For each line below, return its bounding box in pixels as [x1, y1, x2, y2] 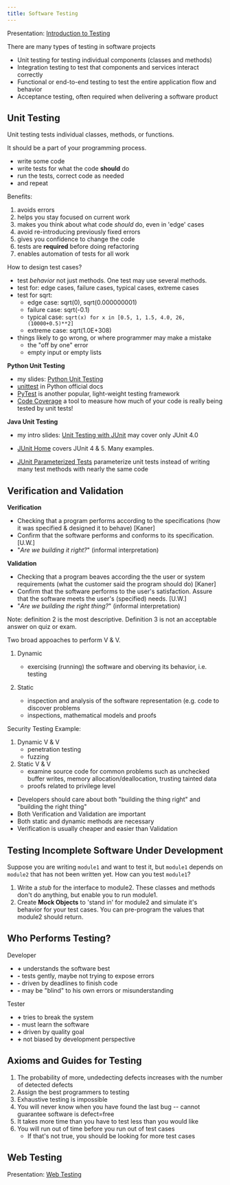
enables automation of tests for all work [16, 249, 130, 258]
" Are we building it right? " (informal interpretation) [16, 546, 159, 555]
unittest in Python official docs [16, 382, 104, 391]
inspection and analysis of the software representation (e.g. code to [27, 697, 220, 705]
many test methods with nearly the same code [16, 465, 149, 473]
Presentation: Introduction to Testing [7, 29, 111, 37]
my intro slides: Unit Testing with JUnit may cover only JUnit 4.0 [16, 431, 199, 440]
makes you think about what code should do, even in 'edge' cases [16, 220, 205, 229]
